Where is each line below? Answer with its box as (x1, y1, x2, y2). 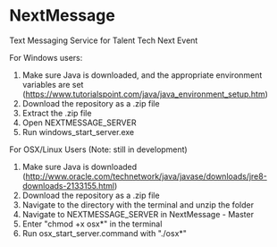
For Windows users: (9, 52, 83, 63)
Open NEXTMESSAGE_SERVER (21, 117, 137, 128)
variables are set (21, 79, 84, 89)
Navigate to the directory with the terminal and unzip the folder (21, 199, 255, 210)
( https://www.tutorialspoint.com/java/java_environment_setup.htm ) (21, 89, 268, 99)
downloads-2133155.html (21, 180, 114, 191)
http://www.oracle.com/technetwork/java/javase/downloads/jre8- (25, 171, 268, 182)
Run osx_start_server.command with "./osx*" (21, 227, 188, 238)
